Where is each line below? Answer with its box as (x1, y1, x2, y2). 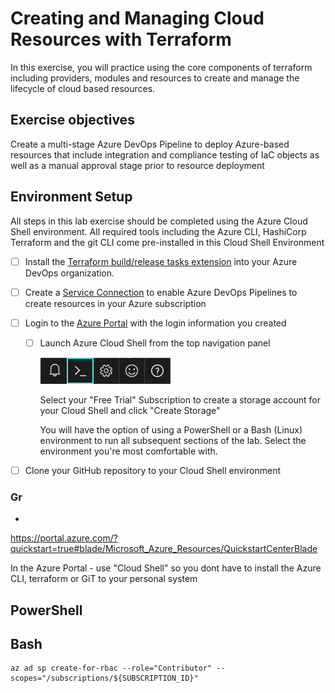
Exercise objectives (10, 112, 135, 129)
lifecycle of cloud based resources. (10, 82, 156, 94)
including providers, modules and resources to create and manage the (10, 72, 300, 84)
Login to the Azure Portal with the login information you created (24, 317, 287, 329)
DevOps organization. (24, 267, 115, 279)
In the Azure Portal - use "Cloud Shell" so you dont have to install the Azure (10, 562, 322, 574)
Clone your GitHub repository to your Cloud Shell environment (24, 464, 281, 476)
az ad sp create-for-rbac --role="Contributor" (10, 663, 213, 674)
